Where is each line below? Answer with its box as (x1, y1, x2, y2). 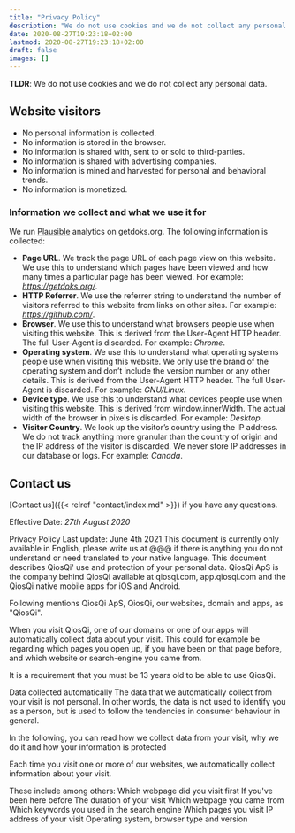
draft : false (9, 46, 57, 55)
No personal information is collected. (21, 127, 157, 138)
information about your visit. (9, 767, 112, 779)
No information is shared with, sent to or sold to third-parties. (21, 146, 246, 157)
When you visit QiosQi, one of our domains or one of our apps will (9, 624, 249, 635)
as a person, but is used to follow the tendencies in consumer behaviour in (9, 706, 281, 716)
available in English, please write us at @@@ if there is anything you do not (9, 543, 283, 553)
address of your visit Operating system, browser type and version (9, 814, 248, 824)
